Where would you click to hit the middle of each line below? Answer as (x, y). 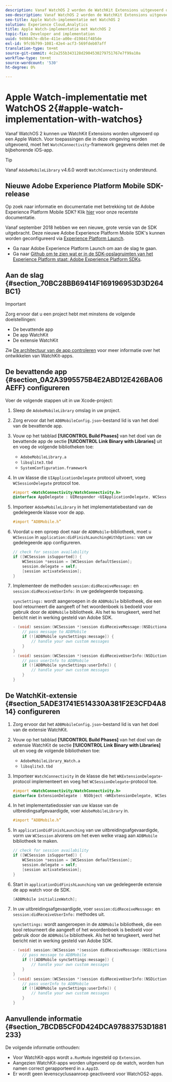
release (17, 194)
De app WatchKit (30, 334)
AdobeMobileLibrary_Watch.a (50, 761)
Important (16, 304)
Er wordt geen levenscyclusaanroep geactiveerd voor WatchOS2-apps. (88, 1074)
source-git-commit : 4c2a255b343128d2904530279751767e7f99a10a (73, 53)
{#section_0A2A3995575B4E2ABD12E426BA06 (84, 380)
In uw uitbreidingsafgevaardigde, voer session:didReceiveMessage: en (86, 909)
